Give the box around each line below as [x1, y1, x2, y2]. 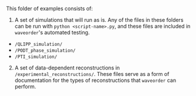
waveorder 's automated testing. [14, 29, 90, 36]
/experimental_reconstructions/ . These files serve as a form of [14, 71, 170, 77]
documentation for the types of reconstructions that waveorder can [14, 77, 177, 84]
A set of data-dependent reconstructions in [14, 64, 120, 71]
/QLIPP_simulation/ [14, 41, 63, 47]
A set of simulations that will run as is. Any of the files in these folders [14, 16, 184, 23]
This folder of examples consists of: [6, 5, 93, 12]
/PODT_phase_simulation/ [14, 48, 76, 54]
